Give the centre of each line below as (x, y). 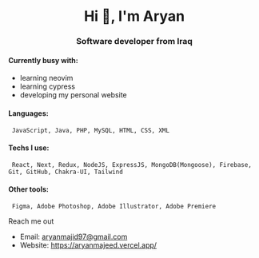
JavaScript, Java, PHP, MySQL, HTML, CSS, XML (91, 130)
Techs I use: (29, 148)
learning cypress (48, 86)
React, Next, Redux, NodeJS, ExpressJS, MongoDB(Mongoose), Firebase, (131, 165)
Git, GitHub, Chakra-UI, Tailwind (66, 172)
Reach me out (31, 221)
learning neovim (46, 78)
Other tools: (29, 189)
